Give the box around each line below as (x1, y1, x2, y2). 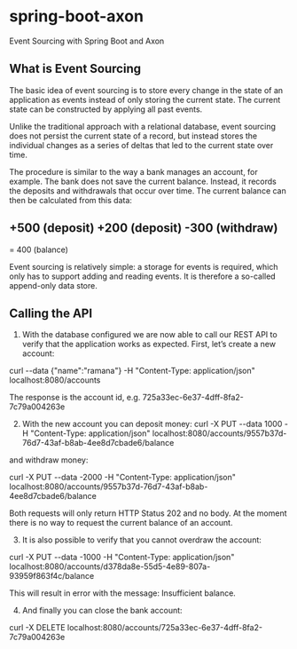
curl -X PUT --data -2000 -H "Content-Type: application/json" (9, 472, 237, 483)
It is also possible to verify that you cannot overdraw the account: (21, 534, 262, 545)
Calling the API (9, 305, 93, 321)
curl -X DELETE (9, 622, 66, 633)
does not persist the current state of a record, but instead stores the (9, 131, 258, 141)
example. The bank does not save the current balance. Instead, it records (9, 176, 277, 186)
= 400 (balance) (9, 244, 69, 255)
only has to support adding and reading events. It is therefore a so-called (9, 271, 277, 281)
